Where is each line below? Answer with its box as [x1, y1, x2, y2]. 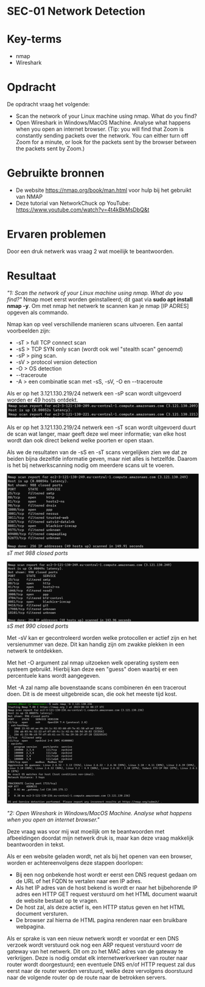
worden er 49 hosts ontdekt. [7, 396, 78, 403]
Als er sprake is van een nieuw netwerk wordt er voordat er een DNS [7, 935, 179, 942]
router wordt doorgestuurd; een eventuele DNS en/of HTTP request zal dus [7, 961, 196, 968]
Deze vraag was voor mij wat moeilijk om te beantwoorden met [7, 828, 165, 835]
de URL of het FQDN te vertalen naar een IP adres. [15, 878, 142, 885]
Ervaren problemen [7, 227, 106, 241]
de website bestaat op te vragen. [15, 897, 99, 904]
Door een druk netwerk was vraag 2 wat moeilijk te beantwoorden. [7, 248, 174, 255]
